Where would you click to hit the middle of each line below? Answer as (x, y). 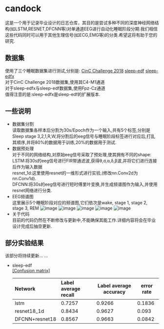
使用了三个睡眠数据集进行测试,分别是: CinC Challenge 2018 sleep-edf (75, 70)
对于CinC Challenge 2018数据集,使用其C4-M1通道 (55, 82)
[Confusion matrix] (31, 271)
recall (68, 295)
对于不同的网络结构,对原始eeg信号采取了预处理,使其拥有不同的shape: (82, 154)
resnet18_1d (29, 311)
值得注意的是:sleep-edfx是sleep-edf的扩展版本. (53, 94)
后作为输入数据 (27, 166)
